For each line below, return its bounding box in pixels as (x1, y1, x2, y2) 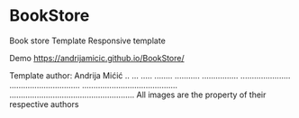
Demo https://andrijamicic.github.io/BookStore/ (9, 52, 185, 63)
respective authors (9, 98, 79, 109)
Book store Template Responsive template (9, 35, 167, 46)
